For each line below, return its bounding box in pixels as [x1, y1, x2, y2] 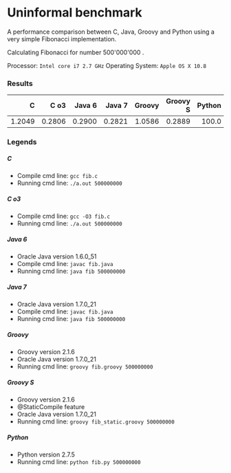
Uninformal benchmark [7, 5, 142, 21]
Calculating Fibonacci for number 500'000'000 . [7, 48, 144, 56]
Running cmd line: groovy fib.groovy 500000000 [16, 362, 153, 371]
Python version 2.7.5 [16, 450, 76, 459]
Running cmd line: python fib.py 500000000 [16, 457, 141, 465]
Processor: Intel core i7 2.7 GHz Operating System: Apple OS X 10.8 [7, 61, 207, 69]
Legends [7, 137, 37, 147]
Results [7, 78, 33, 88]
